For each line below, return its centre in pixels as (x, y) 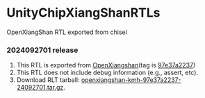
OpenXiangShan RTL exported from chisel (67, 32)
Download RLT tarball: (48, 80)
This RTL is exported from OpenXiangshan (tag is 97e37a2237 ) (106, 65)
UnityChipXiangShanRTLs (83, 13)
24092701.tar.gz (40, 88)
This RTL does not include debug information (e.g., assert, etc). (107, 73)
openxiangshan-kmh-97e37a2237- (131, 80)
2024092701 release (42, 50)
